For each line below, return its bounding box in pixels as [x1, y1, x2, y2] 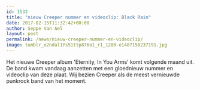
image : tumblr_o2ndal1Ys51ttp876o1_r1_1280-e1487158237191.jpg [6, 42, 168, 48]
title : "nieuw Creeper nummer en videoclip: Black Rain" [6, 14, 151, 20]
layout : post [6, 31, 39, 37]
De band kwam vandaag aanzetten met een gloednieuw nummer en [6, 64, 174, 72]
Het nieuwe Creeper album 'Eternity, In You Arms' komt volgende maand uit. [6, 58, 195, 66]
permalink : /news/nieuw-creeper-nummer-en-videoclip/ [6, 36, 144, 42]
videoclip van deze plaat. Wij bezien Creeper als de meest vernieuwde [6, 71, 180, 78]
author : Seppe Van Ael [6, 25, 63, 32]
